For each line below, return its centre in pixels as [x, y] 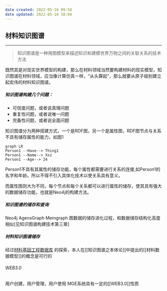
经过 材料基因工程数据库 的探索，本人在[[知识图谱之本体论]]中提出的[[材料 [80, 250]
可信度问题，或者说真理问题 [41, 108]
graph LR [14, 147]
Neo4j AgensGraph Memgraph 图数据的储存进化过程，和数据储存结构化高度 [83, 218]
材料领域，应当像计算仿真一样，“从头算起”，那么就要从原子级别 [87, 76]
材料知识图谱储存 [23, 236]
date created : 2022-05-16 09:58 [39, 10]
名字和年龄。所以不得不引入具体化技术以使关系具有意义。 [64, 175]
